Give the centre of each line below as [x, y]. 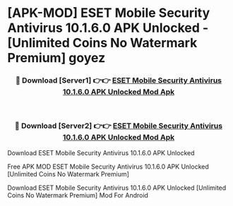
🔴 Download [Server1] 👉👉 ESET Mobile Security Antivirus [119, 80]
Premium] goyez [56, 58]
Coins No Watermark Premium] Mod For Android [78, 195]
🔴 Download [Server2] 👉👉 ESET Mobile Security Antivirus [119, 126]
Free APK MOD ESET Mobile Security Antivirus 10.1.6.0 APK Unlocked [108, 166]
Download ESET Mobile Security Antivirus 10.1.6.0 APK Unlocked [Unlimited [117, 188]
